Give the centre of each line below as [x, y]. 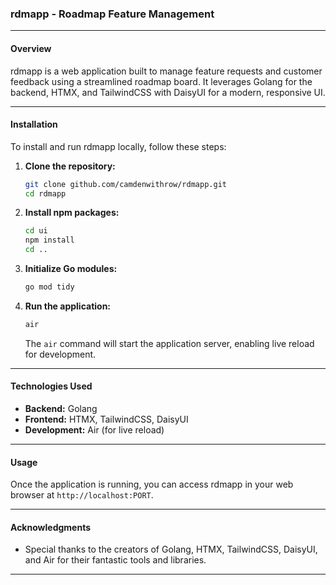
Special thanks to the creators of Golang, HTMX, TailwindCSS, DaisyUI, [171, 549]
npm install [49, 240]
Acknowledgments [51, 527]
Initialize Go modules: [71, 269]
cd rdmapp [45, 193]
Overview [31, 48]
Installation [34, 124]
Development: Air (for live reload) [94, 430]
